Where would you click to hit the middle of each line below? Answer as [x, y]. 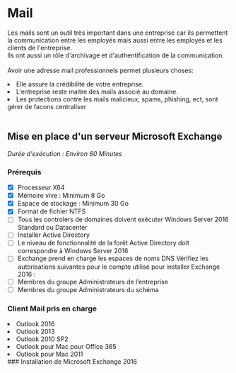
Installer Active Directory [54, 235]
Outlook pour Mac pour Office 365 [66, 346]
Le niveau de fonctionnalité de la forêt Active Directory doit [103, 243]
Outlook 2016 [36, 323]
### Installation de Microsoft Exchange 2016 [72, 361]
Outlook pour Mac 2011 [50, 354]
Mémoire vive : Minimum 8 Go [61, 196]
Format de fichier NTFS [52, 211]
